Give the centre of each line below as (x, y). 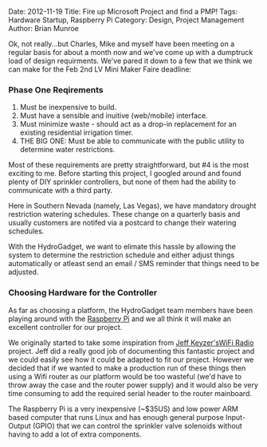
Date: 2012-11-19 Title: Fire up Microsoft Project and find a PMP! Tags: (123, 12)
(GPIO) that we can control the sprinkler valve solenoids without (137, 425)
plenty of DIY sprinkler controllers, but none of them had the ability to (122, 182)
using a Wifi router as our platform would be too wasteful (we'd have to (125, 376)
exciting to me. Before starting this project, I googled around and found (125, 174)
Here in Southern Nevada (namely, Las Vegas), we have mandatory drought (132, 206)
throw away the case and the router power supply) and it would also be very (133, 385)
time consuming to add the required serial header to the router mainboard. (130, 393)
